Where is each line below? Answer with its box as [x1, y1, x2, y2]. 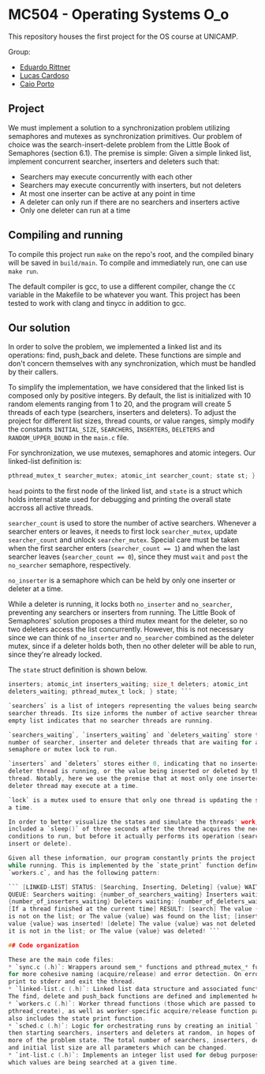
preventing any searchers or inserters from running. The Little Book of [8, 608, 236, 617]
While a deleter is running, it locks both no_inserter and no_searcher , [8, 599, 233, 609]
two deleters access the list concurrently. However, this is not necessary [8, 624, 244, 634]
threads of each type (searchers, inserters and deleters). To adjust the [8, 408, 237, 417]
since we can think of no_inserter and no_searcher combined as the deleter [8, 633, 255, 643]
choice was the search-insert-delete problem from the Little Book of [8, 140, 230, 149]
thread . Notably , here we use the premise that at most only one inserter [8, 774, 259, 782]
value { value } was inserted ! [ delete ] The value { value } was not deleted [8, 920, 256, 928]
